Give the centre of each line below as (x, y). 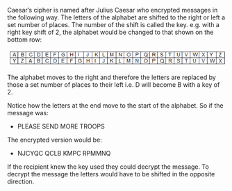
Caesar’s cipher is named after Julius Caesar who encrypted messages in (113, 10)
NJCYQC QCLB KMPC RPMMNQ (64, 153)
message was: (28, 113)
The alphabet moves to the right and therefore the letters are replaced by (112, 77)
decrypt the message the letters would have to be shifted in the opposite (111, 174)
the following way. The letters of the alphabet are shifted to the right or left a (116, 17)
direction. (21, 182)
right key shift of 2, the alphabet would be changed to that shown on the (110, 32)
